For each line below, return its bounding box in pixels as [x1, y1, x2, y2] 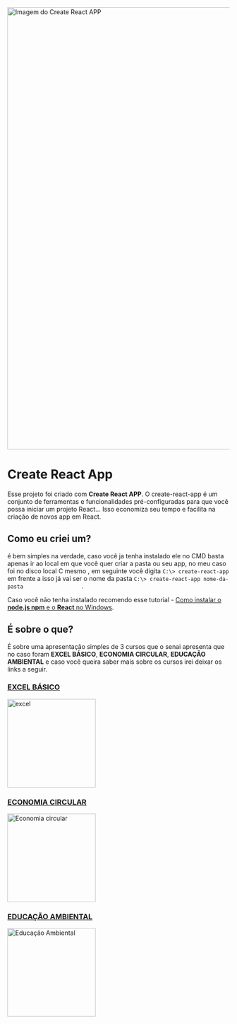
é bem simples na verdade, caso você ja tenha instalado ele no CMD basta [7, 551, 224, 560]
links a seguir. [7, 665, 48, 673]
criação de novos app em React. [7, 512, 102, 521]
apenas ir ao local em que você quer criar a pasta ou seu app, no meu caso [7, 559, 227, 568]
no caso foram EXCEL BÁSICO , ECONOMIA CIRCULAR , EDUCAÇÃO [7, 650, 206, 658]
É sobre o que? [7, 623, 74, 635]
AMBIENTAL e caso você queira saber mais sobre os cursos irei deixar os [7, 657, 222, 666]
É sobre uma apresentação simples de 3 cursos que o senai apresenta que [7, 642, 225, 650]
